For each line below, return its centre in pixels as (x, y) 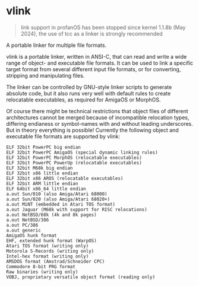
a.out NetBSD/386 (28, 220)
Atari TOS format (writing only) (48, 246)
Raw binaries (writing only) (42, 272)
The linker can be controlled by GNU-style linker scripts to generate (89, 87)
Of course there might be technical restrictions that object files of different (97, 111)
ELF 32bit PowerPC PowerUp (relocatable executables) (74, 163)
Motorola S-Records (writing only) (50, 251)
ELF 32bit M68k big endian (40, 168)
